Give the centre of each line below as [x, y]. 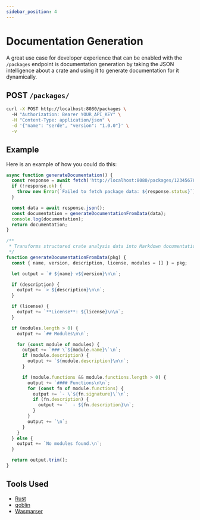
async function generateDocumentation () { [60, 175]
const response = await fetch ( [50, 180]
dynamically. [22, 77]
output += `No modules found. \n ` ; [60, 444]
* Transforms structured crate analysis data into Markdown [85, 247]
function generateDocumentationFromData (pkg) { [66, 257]
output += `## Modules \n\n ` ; [53, 334]
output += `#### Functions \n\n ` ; [69, 383]
